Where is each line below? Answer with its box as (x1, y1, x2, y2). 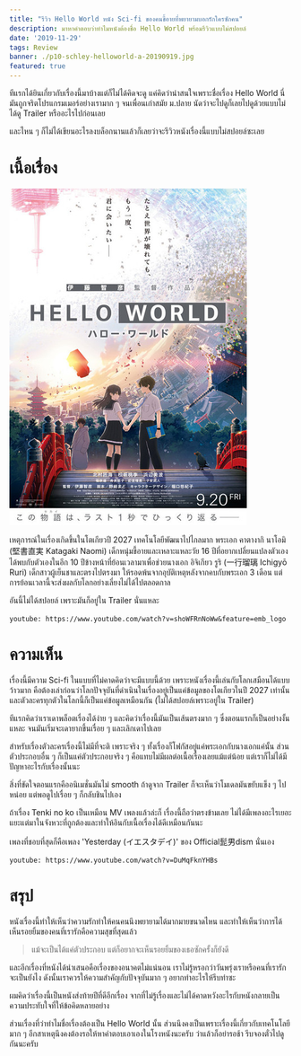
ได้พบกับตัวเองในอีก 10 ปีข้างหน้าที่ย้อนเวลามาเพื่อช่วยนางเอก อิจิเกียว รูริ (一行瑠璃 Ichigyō (9, 557, 288, 568)
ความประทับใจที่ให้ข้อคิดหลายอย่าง (9, 999, 110, 1010)
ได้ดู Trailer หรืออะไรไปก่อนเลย (9, 108, 106, 119)
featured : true (9, 62, 66, 71)
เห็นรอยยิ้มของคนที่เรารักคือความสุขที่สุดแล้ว (9, 926, 137, 937)
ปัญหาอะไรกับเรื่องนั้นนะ (9, 761, 81, 771)
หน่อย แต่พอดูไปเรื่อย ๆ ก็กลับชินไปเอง (9, 788, 122, 799)
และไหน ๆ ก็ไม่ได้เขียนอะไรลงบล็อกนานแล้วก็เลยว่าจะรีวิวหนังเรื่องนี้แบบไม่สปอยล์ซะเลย (9, 126, 265, 136)
